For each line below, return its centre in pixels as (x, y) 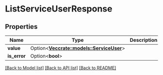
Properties (21, 27)
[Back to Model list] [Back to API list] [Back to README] (61, 68)
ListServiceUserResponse (59, 9)
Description (144, 40)
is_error (16, 56)
